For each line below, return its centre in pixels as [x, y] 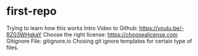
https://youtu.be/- [162, 28]
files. [13, 47]
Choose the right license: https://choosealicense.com [111, 34]
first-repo [31, 11]
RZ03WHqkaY [24, 34]
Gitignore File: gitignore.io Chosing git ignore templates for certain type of [99, 41]
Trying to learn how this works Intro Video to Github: [72, 28]
